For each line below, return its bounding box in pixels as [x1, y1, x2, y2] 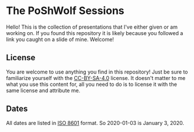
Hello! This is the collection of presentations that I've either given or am [6, 23, 178, 30]
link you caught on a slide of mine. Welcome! [6, 36, 114, 43]
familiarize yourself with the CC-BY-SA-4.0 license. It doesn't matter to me [6, 74, 186, 81]
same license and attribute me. [6, 86, 81, 94]
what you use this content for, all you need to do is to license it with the [6, 81, 177, 88]
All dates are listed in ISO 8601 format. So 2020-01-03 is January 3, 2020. [6, 119, 185, 126]
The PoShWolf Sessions [6, 4, 124, 18]
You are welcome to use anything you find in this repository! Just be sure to [6, 68, 188, 75]
